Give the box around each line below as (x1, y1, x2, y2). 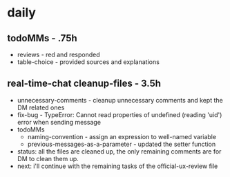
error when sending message (17, 118, 102, 126)
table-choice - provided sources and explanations (17, 58, 160, 66)
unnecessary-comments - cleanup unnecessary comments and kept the (17, 96, 223, 104)
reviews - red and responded (17, 50, 100, 59)
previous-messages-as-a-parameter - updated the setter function (27, 140, 216, 148)
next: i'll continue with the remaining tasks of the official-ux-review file (17, 162, 218, 170)
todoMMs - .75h (7, 32, 77, 44)
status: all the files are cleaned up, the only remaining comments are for (17, 147, 222, 156)
